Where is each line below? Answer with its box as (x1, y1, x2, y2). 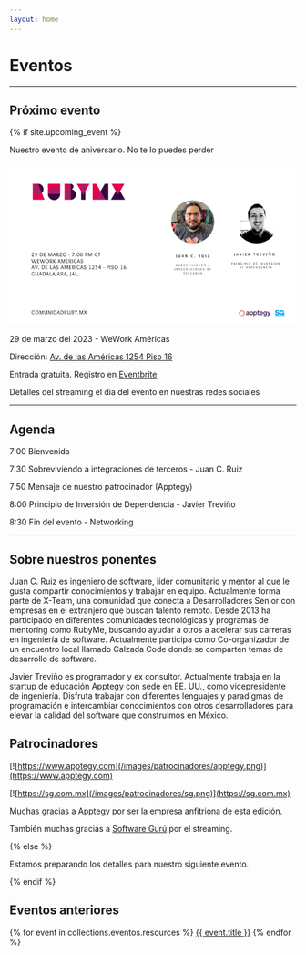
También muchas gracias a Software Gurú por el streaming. (9, 823, 233, 834)
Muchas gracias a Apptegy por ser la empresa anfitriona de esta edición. (9, 805, 283, 816)
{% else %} (9, 840, 53, 852)
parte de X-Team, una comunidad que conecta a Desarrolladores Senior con (9, 595, 296, 606)
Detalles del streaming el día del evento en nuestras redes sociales (9, 387, 260, 398)
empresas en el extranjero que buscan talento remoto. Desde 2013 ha (9, 605, 271, 616)
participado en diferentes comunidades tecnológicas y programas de (9, 614, 269, 625)
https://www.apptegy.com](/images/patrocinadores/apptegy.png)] (17, 760, 267, 771)
